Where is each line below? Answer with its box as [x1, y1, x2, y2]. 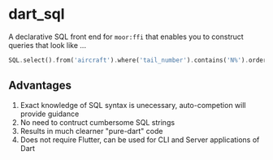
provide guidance [19, 109, 80, 119]
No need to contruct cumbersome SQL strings [19, 117, 175, 127]
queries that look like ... [8, 40, 87, 50]
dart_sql [8, 5, 65, 24]
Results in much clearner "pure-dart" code [19, 126, 163, 136]
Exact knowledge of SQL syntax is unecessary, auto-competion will [19, 100, 246, 110]
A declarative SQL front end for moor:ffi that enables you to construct [8, 32, 244, 41]
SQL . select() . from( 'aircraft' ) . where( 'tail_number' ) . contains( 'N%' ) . [8, 56, 249, 64]
